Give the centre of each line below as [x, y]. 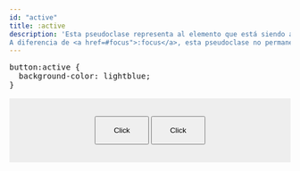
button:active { [45, 67]
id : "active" [33, 17]
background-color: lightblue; [84, 76]
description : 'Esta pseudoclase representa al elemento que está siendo [147, 34]
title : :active [37, 26]
